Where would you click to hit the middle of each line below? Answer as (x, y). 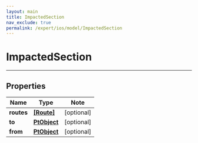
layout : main (22, 11)
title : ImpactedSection (35, 17)
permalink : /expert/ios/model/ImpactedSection (64, 28)
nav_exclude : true (29, 22)
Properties (26, 86)
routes (19, 112)
